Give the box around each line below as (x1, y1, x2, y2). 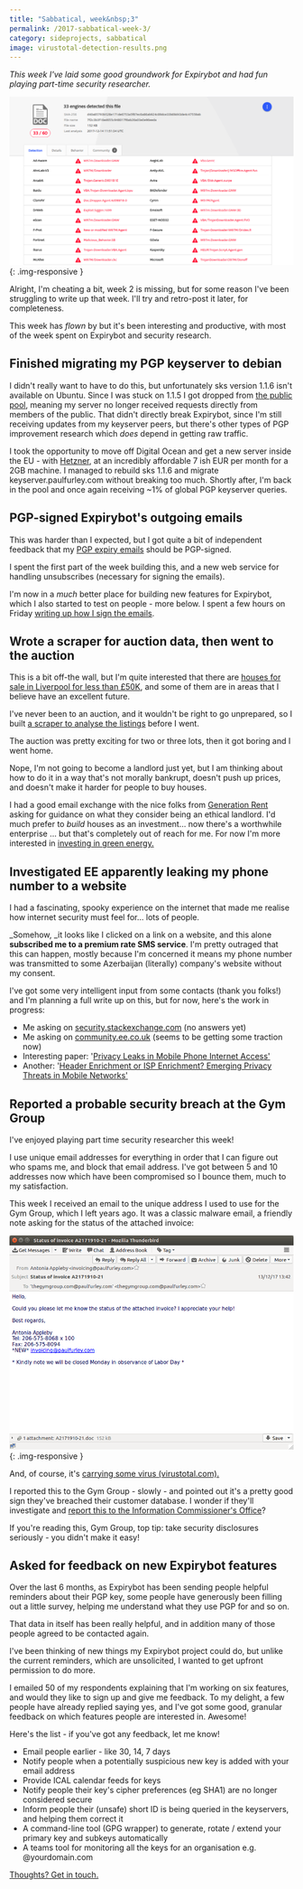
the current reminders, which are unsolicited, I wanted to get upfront (9, 1655, 263, 1667)
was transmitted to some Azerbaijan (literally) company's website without (9, 958, 282, 969)
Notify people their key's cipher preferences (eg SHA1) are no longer (22, 1785, 278, 1796)
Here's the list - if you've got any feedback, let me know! (9, 1729, 220, 1740)
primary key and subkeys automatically (22, 1833, 169, 1844)
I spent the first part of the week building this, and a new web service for (9, 561, 280, 572)
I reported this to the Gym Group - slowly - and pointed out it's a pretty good (9, 1485, 294, 1496)
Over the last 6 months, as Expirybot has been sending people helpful (9, 1582, 269, 1593)
